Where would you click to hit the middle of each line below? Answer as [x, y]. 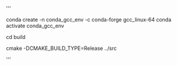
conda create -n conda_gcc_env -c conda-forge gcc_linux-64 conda [89, 19]
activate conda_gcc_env [35, 26]
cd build [16, 37]
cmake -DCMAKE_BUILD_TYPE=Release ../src [61, 48]
